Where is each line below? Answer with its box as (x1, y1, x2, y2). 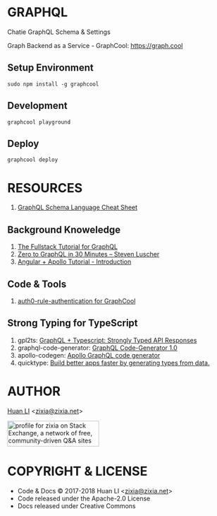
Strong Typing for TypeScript (7, 317, 139, 329)
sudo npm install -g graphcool (7, 81, 99, 88)
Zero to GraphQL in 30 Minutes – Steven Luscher (17, 250, 160, 259)
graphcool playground (7, 118, 71, 126)
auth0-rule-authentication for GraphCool (17, 296, 136, 305)
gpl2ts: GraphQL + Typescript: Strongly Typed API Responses (17, 336, 197, 344)
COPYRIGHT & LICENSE (7, 463, 148, 479)
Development (7, 100, 68, 112)
